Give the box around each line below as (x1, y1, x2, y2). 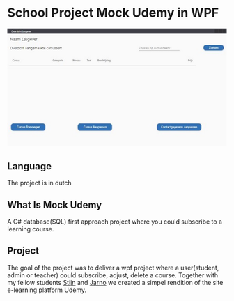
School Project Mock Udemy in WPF (7, 5, 219, 21)
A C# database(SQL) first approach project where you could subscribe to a (7, 217, 223, 226)
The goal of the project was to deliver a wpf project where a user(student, (7, 263, 219, 272)
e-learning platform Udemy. (7, 286, 87, 294)
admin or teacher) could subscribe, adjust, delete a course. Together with (7, 270, 219, 279)
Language (7, 160, 52, 172)
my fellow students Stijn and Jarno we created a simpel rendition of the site (7, 278, 224, 286)
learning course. (7, 224, 54, 233)
